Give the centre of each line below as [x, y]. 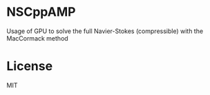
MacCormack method [37, 38]
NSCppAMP [41, 12]
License [30, 66]
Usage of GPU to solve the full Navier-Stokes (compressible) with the [105, 31]
